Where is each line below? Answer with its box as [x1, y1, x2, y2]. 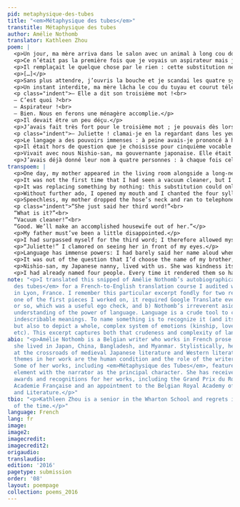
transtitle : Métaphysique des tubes [7, 24, 116, 31]
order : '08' [7, 476, 43, 483]
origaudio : [7, 448, 40, 456]
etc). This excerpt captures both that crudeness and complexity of [14, 329, 222, 336]
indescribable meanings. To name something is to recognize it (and [14, 316, 222, 323]
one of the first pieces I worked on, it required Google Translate [14, 296, 222, 303]
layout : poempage [7, 482, 59, 489]
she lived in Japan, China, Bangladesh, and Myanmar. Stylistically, [14, 342, 225, 350]
